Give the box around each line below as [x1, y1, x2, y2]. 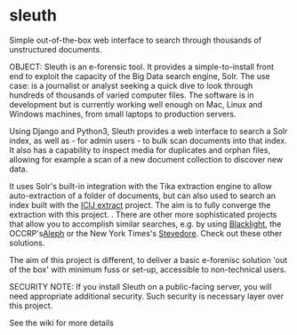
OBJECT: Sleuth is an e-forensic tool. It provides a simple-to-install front [9, 61, 274, 72]
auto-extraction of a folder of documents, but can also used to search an [9, 190, 277, 201]
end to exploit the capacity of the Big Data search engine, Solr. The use [9, 70, 270, 81]
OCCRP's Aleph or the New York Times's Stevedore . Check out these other [9, 227, 283, 238]
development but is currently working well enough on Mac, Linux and [9, 99, 263, 109]
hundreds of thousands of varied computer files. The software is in [9, 90, 254, 100]
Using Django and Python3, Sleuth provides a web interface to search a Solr [9, 125, 288, 136]
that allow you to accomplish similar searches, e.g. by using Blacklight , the [9, 219, 282, 229]
